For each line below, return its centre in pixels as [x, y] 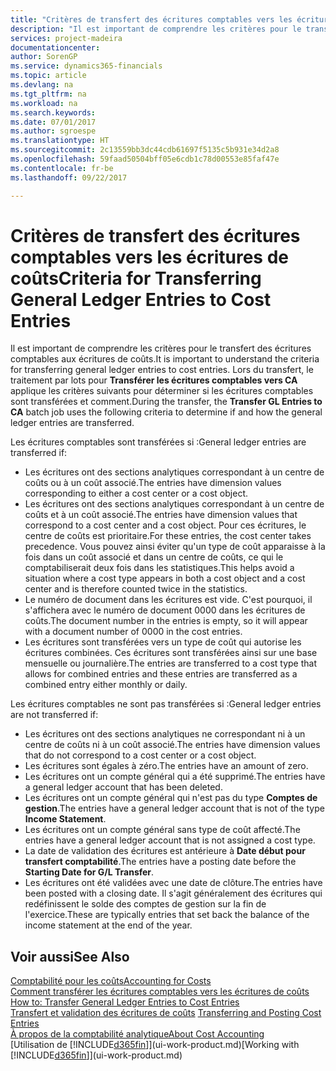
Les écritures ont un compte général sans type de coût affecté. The [162, 830]
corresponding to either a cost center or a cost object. [136, 493]
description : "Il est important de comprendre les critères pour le [156, 29]
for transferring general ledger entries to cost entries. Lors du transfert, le [162, 370]
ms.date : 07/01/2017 [53, 122]
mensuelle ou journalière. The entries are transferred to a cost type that [171, 663]
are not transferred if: [54, 715]
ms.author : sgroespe [53, 131]
